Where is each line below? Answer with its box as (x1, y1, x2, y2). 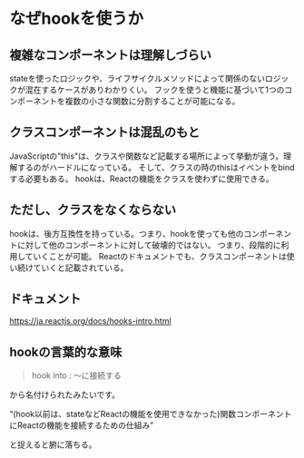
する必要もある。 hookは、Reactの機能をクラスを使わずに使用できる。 (9, 173, 274, 184)
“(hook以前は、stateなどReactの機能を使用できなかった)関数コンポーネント (9, 409, 292, 420)
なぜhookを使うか (9, 8, 144, 29)
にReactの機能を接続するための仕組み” (9, 420, 154, 431)
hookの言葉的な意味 (9, 344, 123, 359)
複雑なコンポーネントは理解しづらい (9, 47, 211, 63)
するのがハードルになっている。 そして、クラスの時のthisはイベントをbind (16, 161, 295, 172)
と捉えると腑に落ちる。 (9, 439, 97, 450)
